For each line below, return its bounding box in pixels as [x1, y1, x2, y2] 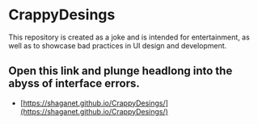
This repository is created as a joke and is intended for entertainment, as [8, 32, 251, 42]
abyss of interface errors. [8, 76, 140, 90]
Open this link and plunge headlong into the [8, 64, 233, 78]
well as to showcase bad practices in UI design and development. [8, 40, 227, 50]
